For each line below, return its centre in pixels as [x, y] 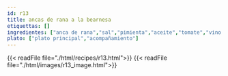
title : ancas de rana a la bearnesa [59, 20]
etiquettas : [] [29, 26]
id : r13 [18, 13]
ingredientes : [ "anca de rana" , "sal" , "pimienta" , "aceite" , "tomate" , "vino [114, 32]
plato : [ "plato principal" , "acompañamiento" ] [73, 39]
